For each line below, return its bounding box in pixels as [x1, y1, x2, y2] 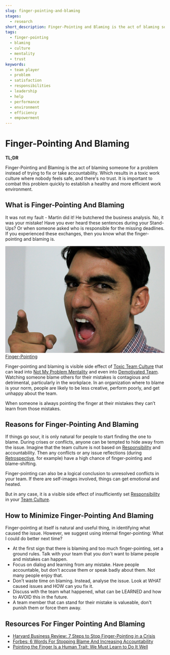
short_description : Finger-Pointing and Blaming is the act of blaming [5, 24, 159, 29]
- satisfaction [10, 78, 42, 83]
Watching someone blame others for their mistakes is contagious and [5, 374, 150, 380]
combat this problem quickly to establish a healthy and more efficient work [5, 181, 161, 187]
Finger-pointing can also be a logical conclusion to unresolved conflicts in [5, 471, 159, 477]
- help [10, 94, 24, 99]
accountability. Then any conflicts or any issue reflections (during [5, 450, 142, 456]
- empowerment [10, 115, 39, 120]
